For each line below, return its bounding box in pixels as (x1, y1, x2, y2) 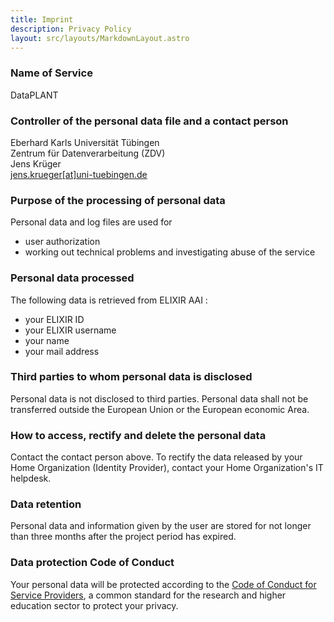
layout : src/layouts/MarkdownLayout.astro (10, 33, 190, 43)
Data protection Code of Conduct (10, 556, 175, 570)
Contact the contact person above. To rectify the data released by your (10, 451, 303, 463)
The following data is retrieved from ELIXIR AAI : (10, 294, 208, 306)
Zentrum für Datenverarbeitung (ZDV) (10, 147, 166, 159)
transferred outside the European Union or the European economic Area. (10, 403, 310, 415)
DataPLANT (10, 89, 59, 101)
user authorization (24, 236, 101, 248)
